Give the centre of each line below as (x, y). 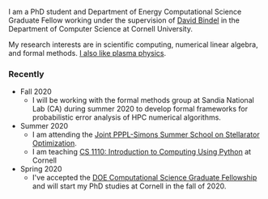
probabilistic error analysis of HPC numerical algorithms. (126, 117)
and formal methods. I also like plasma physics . (87, 53)
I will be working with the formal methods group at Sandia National (143, 100)
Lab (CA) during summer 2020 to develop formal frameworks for (140, 109)
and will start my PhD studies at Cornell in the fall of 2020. (129, 186)
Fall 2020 (36, 91)
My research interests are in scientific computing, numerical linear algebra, (134, 44)
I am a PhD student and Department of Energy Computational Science (125, 12)
